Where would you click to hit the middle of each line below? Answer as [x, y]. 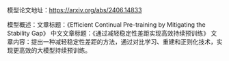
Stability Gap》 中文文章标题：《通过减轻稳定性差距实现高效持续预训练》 [108, 33]
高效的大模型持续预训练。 [55, 50]
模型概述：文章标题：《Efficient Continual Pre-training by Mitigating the [107, 25]
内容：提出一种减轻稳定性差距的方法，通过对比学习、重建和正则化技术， [114, 42]
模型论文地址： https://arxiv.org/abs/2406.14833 [75, 10]
